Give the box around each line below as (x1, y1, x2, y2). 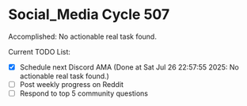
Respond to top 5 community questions (19, 89, 149, 98)
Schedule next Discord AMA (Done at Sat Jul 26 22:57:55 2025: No (19, 62, 239, 72)
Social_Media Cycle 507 (8, 6, 170, 24)
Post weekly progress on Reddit (19, 80, 124, 89)
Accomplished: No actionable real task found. (8, 32, 157, 41)
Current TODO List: (8, 47, 71, 56)
